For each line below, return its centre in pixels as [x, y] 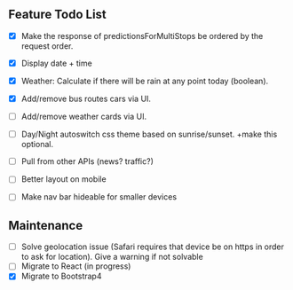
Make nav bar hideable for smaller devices [99, 197]
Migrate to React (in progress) [76, 266]
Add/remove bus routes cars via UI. [86, 98]
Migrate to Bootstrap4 [61, 276]
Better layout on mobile [64, 179]
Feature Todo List [58, 15]
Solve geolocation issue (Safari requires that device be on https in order [153, 247]
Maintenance [46, 225]
